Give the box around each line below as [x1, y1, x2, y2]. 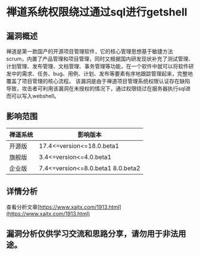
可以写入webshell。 [11, 93, 60, 99]
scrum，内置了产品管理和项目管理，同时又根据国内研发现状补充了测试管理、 [6, 55, 194, 62]
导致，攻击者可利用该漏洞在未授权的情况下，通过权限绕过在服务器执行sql [6, 85, 186, 92]
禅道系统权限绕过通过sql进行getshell [6, 5, 187, 19]
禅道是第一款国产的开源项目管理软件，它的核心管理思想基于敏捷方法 [6, 48, 173, 55]
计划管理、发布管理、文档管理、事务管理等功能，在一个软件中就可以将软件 [6, 63, 189, 70]
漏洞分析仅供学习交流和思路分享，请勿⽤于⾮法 [6, 229, 179, 239]
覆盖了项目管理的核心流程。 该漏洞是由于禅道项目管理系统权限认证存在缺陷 [6, 78, 190, 84]
